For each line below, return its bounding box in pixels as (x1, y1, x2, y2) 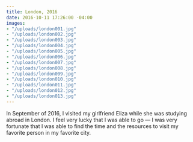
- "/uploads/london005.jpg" (6, 48, 77, 54)
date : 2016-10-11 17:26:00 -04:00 (6, 15, 93, 21)
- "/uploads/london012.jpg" (6, 88, 77, 94)
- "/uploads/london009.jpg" (6, 71, 77, 77)
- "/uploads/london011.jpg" (6, 82, 77, 88)
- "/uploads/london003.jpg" (6, 37, 77, 43)
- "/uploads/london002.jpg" (6, 31, 77, 37)
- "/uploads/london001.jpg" (6, 25, 77, 32)
